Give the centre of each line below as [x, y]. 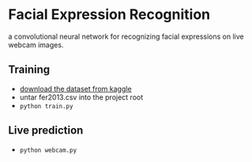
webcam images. [36, 44]
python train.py [46, 106]
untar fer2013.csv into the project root [81, 97]
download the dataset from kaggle [75, 89]
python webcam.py [48, 150]
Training [29, 70]
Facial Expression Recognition [109, 15]
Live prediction [46, 131]
